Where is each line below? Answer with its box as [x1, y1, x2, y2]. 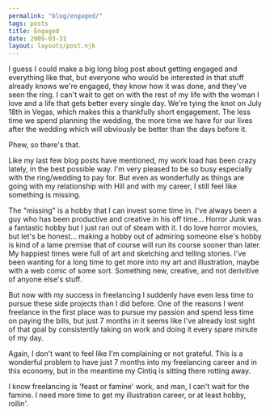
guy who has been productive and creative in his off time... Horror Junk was [8, 214, 262, 224]
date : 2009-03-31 [8, 34, 67, 43]
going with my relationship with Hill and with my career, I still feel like [8, 181, 237, 191]
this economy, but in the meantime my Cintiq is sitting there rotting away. [8, 366, 251, 376]
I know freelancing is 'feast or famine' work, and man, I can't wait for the [8, 382, 250, 392]
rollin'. [8, 399, 28, 409]
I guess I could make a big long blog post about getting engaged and [8, 64, 238, 74]
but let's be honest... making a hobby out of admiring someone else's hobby [8, 231, 263, 241]
